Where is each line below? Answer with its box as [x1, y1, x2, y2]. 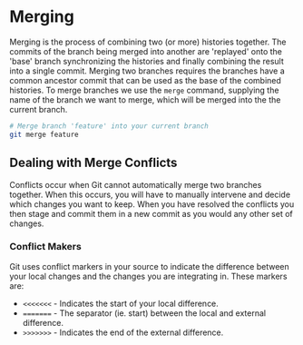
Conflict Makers [9, 241, 82, 253]
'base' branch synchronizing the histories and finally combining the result [9, 55, 284, 66]
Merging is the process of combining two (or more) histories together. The [9, 36, 288, 47]
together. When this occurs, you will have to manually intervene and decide [9, 189, 291, 200]
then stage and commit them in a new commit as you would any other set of [9, 208, 293, 219]
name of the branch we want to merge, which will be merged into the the [9, 94, 281, 105]
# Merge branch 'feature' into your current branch [9, 121, 209, 131]
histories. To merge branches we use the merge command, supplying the [9, 84, 279, 95]
